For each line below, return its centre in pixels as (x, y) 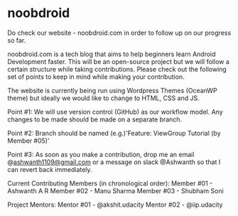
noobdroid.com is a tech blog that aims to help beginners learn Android (112, 54)
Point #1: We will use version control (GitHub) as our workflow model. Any (115, 112)
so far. (17, 40)
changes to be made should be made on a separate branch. (95, 119)
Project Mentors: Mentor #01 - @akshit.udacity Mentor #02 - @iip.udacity (115, 205)
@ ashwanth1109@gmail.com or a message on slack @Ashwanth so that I (114, 162)
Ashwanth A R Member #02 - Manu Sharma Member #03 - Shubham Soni (115, 190)
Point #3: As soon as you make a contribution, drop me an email (101, 154)
